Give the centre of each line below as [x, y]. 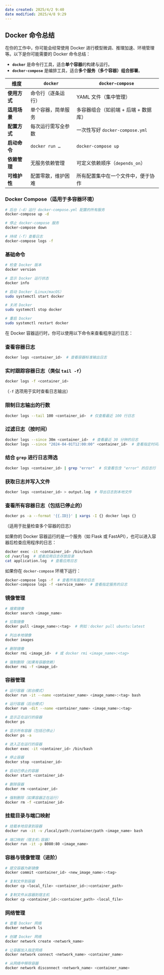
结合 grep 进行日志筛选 [31, 457]
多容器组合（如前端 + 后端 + [108, 110]
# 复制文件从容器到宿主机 [27, 895]
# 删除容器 [15, 784]
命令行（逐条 [45, 94]
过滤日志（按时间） [28, 429]
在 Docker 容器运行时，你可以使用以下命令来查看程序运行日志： [69, 333]
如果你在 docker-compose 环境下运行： [43, 571]
